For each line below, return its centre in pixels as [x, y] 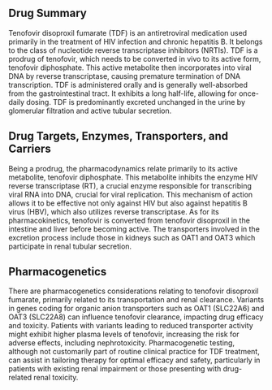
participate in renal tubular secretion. [70, 246]
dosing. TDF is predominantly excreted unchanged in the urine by [136, 102]
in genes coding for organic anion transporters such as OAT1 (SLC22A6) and [136, 309]
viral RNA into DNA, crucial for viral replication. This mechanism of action [131, 194]
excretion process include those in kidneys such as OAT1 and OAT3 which [132, 237]
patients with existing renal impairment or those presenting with [115, 369]
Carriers [30, 149]
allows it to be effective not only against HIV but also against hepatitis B [128, 203]
